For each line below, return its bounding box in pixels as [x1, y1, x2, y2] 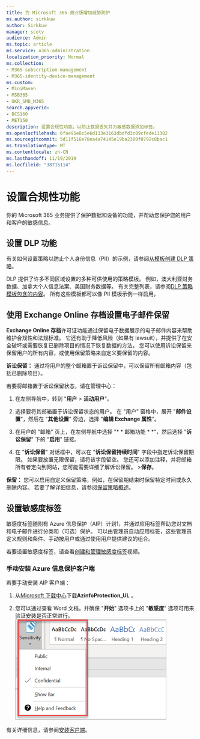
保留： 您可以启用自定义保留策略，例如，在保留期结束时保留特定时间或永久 [6, 476, 192, 484]
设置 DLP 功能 [6, 238, 57, 248]
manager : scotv [6, 29, 44, 35]
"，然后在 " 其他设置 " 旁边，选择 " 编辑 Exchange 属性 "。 [20, 415, 160, 423]
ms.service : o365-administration [6, 48, 90, 54]
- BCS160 [6, 111, 28, 117]
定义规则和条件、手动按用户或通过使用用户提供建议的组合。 [6, 535, 154, 542]
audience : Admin [6, 35, 47, 41]
